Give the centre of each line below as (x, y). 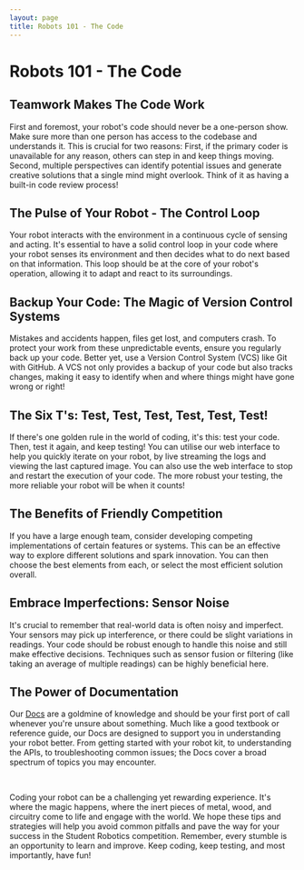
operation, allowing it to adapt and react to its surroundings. (121, 274)
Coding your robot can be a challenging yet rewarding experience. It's (140, 797)
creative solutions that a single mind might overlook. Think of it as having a (149, 175)
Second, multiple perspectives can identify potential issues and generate (146, 165)
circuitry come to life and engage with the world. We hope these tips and (145, 817)
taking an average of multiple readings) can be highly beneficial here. (139, 664)
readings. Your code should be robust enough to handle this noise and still (148, 644)
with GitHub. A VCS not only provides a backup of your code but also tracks (151, 367)
